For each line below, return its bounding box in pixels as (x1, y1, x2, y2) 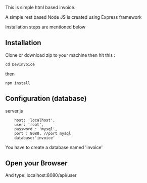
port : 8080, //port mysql (14, 131, 71, 136)
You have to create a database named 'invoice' (5, 144, 103, 150)
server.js (5, 107, 24, 114)
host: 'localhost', (14, 118, 56, 123)
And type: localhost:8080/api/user (5, 172, 77, 178)
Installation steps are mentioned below (5, 24, 86, 30)
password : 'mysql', (14, 126, 58, 131)
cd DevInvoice (5, 62, 35, 67)
